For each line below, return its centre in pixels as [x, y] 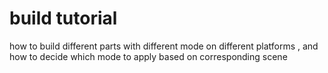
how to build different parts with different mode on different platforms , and [164, 46]
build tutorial [63, 18]
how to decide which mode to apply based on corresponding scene [148, 56]
